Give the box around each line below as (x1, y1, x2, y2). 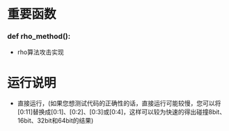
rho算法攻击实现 (17, 48, 64, 56)
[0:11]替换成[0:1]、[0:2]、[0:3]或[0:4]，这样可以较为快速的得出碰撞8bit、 (17, 108, 226, 116)
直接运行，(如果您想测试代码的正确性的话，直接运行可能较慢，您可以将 (17, 99, 221, 107)
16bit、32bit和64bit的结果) (17, 116, 94, 125)
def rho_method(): (7, 32, 71, 42)
